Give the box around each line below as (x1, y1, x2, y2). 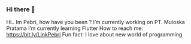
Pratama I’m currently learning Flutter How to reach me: (6, 25, 144, 32)
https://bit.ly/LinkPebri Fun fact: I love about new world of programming (6, 31, 183, 38)
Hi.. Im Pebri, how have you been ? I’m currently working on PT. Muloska (6, 19, 186, 26)
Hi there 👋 (6, 5, 36, 13)
